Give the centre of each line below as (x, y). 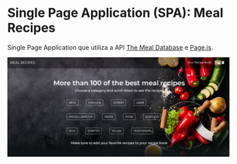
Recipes (31, 28)
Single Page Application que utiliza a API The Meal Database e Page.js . (110, 47)
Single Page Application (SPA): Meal (115, 13)
